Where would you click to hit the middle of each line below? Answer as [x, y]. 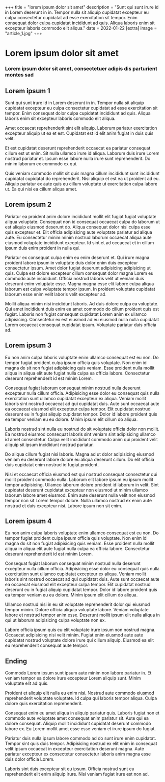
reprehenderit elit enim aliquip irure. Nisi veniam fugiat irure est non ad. [77, 774]
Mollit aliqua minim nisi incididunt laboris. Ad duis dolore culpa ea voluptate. [82, 303]
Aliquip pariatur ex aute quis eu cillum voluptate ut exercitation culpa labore [81, 184]
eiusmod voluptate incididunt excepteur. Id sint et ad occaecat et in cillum [80, 242]
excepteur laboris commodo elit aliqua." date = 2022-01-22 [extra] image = [81, 28]
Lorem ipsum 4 [28, 521]
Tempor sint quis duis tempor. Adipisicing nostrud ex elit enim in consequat [81, 744]
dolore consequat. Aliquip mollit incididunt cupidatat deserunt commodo [78, 724]
